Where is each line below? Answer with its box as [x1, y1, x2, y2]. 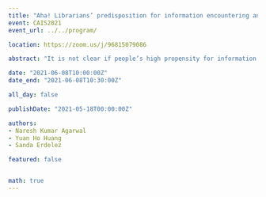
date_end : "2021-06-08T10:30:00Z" [8, 77, 123, 85]
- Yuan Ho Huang [8, 134, 62, 142]
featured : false [8, 156, 62, 164]
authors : [8, 119, 37, 127]
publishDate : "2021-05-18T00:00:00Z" [8, 104, 133, 113]
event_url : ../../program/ [8, 26, 97, 34]
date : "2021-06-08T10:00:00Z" [8, 69, 108, 78]
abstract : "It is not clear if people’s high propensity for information [8, 55, 257, 63]
